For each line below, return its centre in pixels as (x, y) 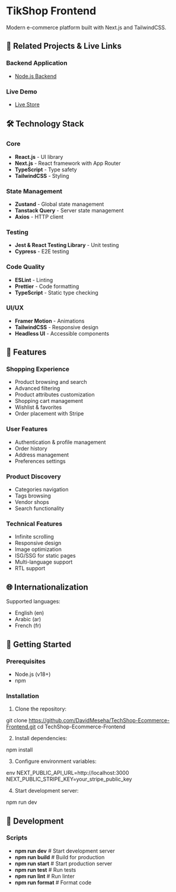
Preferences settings (40, 461)
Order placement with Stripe (49, 414)
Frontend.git (21, 727)
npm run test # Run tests (45, 869)
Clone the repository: (41, 709)
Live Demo (22, 92)
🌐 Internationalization (47, 587)
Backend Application (37, 63)
